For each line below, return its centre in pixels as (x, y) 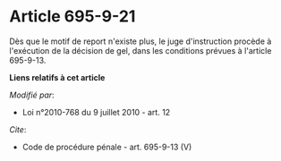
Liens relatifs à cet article (57, 77)
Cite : (18, 129)
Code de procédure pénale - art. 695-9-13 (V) (107, 147)
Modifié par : (32, 95)
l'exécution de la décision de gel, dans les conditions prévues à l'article (140, 50)
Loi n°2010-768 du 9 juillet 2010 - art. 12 (96, 112)
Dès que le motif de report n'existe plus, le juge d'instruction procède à (140, 41)
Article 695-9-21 (72, 17)
